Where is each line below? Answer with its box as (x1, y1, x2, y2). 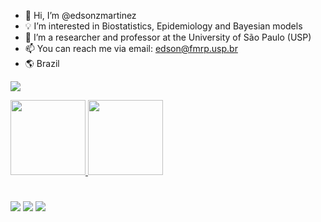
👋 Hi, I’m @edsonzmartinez (24, 10, 137, 21)
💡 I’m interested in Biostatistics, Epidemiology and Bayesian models (24, 20, 303, 32)
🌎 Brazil (24, 58, 60, 69)
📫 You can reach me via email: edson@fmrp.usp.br (24, 43, 238, 54)
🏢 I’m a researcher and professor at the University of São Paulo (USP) (24, 31, 312, 43)
